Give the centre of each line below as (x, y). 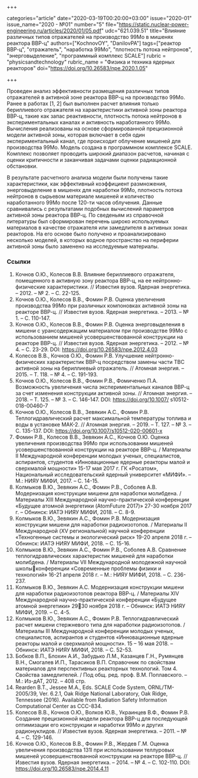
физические (30, 287)
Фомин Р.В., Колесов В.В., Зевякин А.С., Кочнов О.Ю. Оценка (92, 437)
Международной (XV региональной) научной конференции (90, 531)
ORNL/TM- (161, 687)
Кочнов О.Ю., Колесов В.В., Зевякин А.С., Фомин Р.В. (82, 412)
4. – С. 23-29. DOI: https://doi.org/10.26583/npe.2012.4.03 (86, 350)
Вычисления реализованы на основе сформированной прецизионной (95, 128)
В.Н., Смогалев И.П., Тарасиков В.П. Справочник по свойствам (95, 663)
